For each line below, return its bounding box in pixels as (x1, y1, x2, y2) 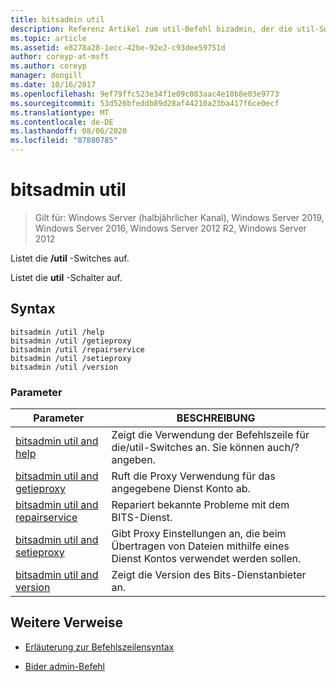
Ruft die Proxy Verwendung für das (111, 469, 276, 483)
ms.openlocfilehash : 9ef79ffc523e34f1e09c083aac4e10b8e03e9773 (10, 89, 280, 99)
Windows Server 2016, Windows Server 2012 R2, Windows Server (34, 222, 307, 234)
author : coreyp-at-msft (10, 52, 110, 62)
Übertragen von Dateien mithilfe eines (111, 539, 290, 553)
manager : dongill (10, 71, 83, 81)
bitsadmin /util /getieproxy (10, 336, 132, 346)
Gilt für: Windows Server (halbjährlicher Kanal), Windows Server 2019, (34, 211, 325, 223)
